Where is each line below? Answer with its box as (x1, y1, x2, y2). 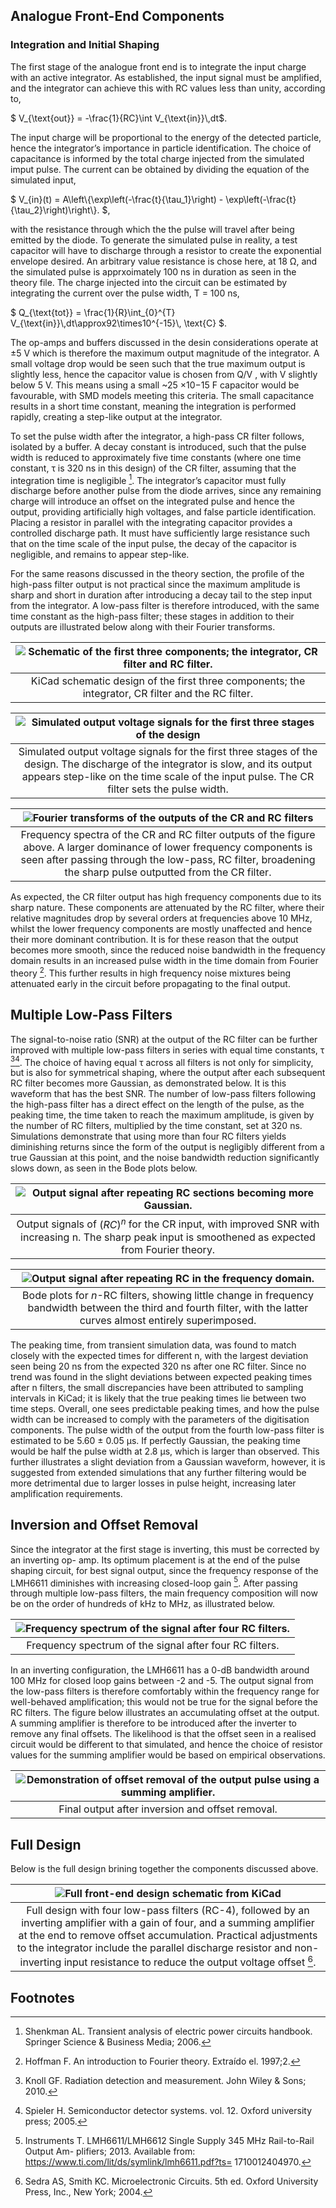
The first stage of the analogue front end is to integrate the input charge (10, 60, 307, 73)
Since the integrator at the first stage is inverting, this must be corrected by (10, 1543, 320, 1555)
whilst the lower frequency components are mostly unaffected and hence (10, 923, 313, 935)
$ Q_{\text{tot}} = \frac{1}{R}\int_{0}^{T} (10, 306, 176, 318)
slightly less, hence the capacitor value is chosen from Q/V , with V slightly (10, 368, 318, 380)
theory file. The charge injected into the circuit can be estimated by (10, 276, 288, 288)
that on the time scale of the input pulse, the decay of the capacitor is (10, 538, 297, 550)
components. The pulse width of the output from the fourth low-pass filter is (10, 1424, 325, 1436)
